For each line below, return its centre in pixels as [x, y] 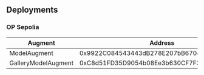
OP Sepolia [23, 27]
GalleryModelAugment [42, 63]
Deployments [32, 10]
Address [162, 43]
